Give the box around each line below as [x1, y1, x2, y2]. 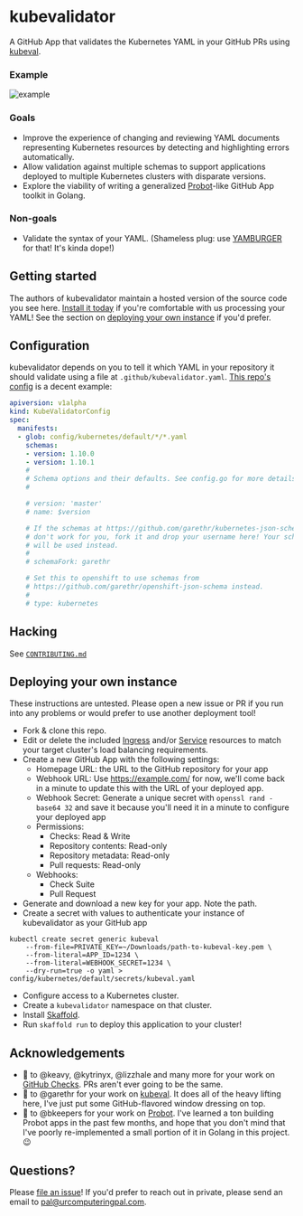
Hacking [9, 624, 58, 639]
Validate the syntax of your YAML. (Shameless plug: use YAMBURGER [22, 232, 282, 243]
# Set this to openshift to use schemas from [25, 574, 200, 583]
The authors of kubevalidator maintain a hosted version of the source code [9, 292, 288, 304]
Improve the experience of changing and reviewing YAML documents [22, 132, 280, 143]
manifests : [17, 424, 59, 433]
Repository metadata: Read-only [49, 850, 170, 861]
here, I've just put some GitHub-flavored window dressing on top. [22, 1098, 266, 1109]
